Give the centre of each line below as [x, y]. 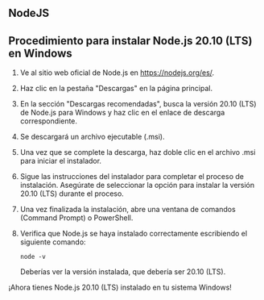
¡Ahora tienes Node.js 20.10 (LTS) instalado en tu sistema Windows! [120, 287]
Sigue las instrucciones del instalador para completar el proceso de [132, 177]
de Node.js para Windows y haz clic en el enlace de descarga [122, 113]
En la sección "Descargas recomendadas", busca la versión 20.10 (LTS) [138, 104]
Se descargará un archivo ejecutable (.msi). [92, 137]
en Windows [40, 53]
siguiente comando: [53, 242]
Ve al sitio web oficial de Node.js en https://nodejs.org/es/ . [117, 73]
